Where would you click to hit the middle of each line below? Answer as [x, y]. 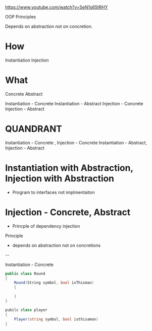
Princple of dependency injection [46, 226]
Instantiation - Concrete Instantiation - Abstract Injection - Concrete [74, 103]
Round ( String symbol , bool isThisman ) [54, 283]
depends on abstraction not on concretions [56, 245]
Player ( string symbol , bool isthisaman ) [56, 319]
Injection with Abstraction [60, 179]
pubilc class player [26, 310]
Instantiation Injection [27, 60]
